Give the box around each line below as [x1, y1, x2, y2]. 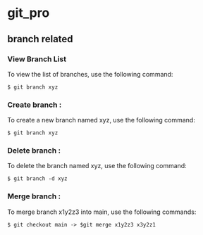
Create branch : [7, 100, 62, 110]
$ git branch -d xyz [7, 175, 68, 182]
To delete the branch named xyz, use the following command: [7, 162, 187, 170]
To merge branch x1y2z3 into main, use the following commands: [7, 208, 197, 216]
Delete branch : [7, 146, 61, 155]
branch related [7, 33, 73, 45]
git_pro [7, 5, 50, 21]
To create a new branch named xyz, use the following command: [7, 116, 195, 125]
